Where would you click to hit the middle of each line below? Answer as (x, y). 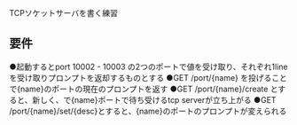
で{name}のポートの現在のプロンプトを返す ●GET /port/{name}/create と (144, 89)
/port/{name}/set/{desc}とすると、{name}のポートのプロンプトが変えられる (148, 111)
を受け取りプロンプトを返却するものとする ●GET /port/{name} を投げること (148, 77)
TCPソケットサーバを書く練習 (63, 13)
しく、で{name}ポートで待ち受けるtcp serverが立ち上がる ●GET (158, 99)
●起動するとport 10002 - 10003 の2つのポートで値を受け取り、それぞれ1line (148, 66)
